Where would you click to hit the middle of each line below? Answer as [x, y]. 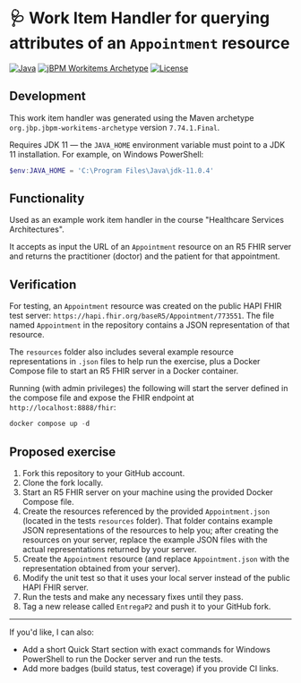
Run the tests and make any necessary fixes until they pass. [133, 596]
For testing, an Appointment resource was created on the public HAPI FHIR [146, 306]
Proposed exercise [63, 452]
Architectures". [37, 229]
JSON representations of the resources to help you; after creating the [150, 530]
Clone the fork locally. [63, 482]
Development [48, 96]
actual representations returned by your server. [109, 549]
